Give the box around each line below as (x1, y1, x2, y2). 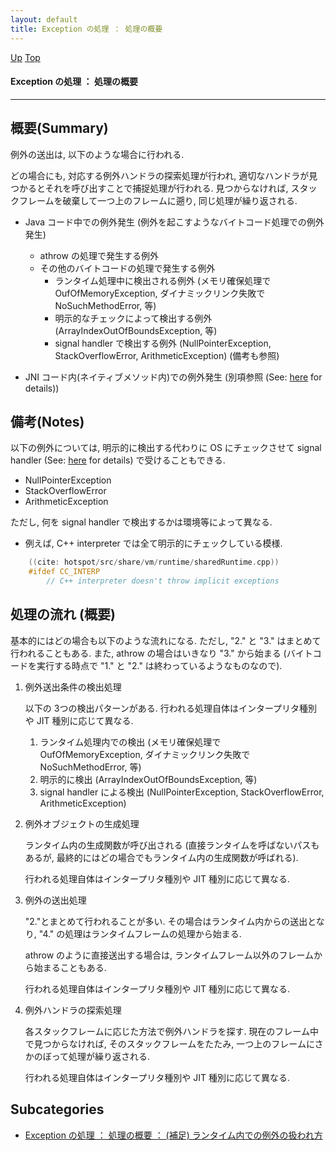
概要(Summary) (10, 120, 109, 137)
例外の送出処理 (24, 894, 87, 906)
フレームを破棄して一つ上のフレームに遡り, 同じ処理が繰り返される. (18, 194, 298, 206)
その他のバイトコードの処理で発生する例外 (39, 262, 216, 274)
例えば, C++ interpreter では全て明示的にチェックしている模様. (24, 537, 283, 550)
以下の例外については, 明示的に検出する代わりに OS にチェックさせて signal (10, 442, 322, 454)
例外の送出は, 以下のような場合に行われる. (10, 148, 185, 160)
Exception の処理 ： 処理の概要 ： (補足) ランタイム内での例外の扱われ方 (24, 1129, 323, 1141)
